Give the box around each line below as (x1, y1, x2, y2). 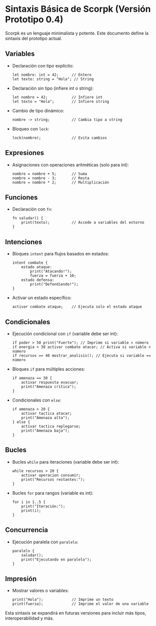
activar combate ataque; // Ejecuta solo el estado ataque (12, 304, 142, 310)
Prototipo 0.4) (5, 14, 64, 25)
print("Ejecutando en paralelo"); (21, 557, 92, 562)
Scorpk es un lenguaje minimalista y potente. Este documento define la (5, 30, 149, 36)
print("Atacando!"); (30, 269, 72, 274)
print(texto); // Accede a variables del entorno (21, 220, 145, 225)
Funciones (5, 193, 38, 201)
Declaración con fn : (12, 206, 52, 212)
